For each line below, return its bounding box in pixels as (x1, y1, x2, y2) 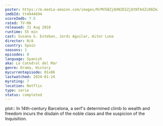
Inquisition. (5, 116, 27, 122)
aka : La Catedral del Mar (5, 61, 57, 66)
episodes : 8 (5, 52, 29, 57)
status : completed (5, 92, 42, 97)
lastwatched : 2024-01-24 (5, 74, 55, 79)
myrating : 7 (5, 79, 29, 84)
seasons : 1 (5, 47, 27, 52)
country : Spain (5, 43, 36, 48)
